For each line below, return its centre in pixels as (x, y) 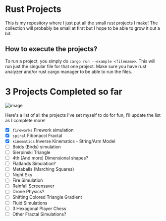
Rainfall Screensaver (33, 186)
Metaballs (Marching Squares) (43, 169)
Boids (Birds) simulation (36, 147)
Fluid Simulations (30, 203)
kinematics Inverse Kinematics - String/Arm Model (64, 141)
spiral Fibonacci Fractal (37, 136)
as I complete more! (26, 120)
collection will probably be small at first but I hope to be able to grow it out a (83, 28)
